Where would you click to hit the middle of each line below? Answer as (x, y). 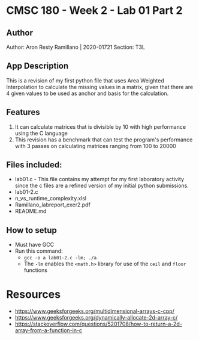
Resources (34, 295)
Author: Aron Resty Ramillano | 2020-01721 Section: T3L (76, 47)
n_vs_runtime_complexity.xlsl (51, 199)
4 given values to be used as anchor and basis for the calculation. (88, 93)
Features (23, 112)
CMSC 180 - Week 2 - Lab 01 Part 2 (94, 11)
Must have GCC (34, 245)
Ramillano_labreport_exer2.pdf (53, 205)
